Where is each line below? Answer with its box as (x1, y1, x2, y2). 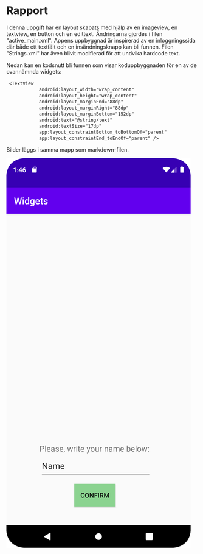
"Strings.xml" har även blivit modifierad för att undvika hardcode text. (6, 49, 181, 57)
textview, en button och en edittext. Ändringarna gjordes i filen (6, 30, 163, 37)
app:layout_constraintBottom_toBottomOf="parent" (38, 129, 167, 135)
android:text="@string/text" (38, 117, 113, 123)
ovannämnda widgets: (6, 68, 62, 75)
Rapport (6, 4, 49, 18)
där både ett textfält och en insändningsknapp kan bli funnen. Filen (6, 43, 174, 51)
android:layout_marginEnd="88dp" (38, 99, 123, 105)
